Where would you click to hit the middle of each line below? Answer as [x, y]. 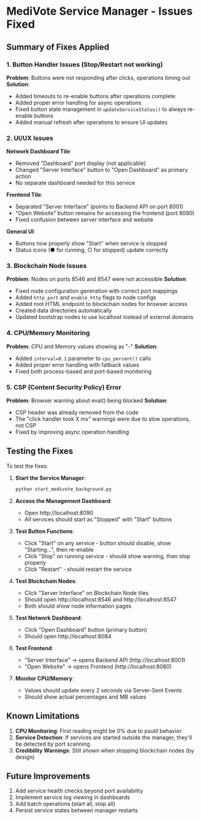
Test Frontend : [34, 648]
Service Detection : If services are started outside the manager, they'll [104, 737]
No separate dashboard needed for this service [75, 183]
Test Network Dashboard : [49, 618]
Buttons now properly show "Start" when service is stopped [91, 243]
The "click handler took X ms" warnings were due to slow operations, [103, 419]
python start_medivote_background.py [63, 489]
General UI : [21, 232]
